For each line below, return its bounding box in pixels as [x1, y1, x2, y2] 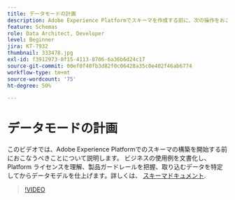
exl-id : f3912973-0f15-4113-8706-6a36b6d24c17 [7, 56, 145, 63]
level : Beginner [7, 36, 55, 44]
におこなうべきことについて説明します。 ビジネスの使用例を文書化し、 [7, 154, 211, 162]
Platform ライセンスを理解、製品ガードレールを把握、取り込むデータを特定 [7, 163, 224, 171]
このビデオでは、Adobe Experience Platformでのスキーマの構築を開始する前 [7, 145, 227, 154]
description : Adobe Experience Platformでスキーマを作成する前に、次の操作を [7, 17, 220, 24]
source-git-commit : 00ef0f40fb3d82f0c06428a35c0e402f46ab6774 [7, 62, 192, 69]
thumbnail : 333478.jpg [7, 50, 73, 57]
